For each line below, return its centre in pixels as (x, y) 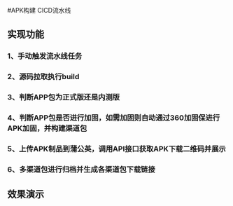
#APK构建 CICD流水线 (39, 10)
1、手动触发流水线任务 (45, 56)
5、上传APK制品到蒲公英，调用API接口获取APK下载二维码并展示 (116, 149)
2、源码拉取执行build (43, 77)
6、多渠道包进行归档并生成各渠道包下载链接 (81, 169)
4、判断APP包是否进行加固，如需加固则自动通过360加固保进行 (114, 118)
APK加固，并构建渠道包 (47, 128)
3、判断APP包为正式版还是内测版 (64, 97)
